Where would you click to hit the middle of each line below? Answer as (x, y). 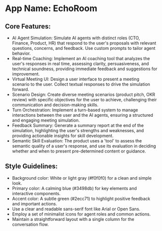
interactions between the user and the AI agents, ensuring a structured (82, 115)
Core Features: (28, 26)
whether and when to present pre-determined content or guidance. (79, 151)
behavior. (21, 53)
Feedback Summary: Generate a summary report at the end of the (78, 125)
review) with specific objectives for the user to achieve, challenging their (84, 100)
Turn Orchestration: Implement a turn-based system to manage (75, 110)
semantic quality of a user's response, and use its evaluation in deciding (84, 146)
